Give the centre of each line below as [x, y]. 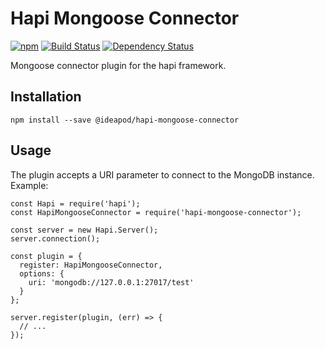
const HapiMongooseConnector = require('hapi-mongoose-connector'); [156, 212]
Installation [46, 97]
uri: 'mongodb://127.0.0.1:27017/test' [111, 282]
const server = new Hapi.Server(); [84, 230]
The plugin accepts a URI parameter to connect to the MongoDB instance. [162, 174]
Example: [29, 185]
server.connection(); [55, 238]
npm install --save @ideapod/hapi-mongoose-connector [125, 120]
